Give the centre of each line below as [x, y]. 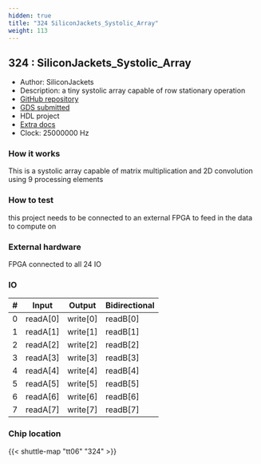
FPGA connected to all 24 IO [55, 264]
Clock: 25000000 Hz [54, 133]
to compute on [32, 226]
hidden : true [30, 16]
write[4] [83, 371]
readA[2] [42, 345]
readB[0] [122, 319]
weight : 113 [28, 30]
